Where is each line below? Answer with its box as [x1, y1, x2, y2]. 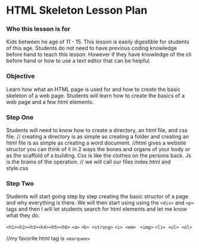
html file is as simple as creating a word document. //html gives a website [6, 139, 186, 146]
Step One [6, 113, 34, 121]
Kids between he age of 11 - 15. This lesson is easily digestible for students [6, 38, 189, 45]
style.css [6, 165, 29, 172]
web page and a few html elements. [6, 98, 94, 105]
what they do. [6, 212, 40, 219]
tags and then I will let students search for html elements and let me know [6, 206, 188, 213]
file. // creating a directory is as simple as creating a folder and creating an [6, 133, 189, 140]
